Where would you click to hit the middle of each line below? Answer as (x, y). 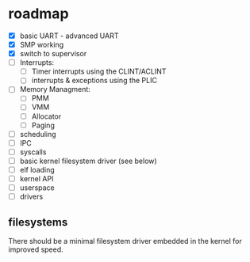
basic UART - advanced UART (69, 36)
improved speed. (36, 249)
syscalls (33, 152)
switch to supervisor (53, 54)
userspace (37, 188)
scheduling (38, 134)
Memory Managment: (55, 89)
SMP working (42, 45)
